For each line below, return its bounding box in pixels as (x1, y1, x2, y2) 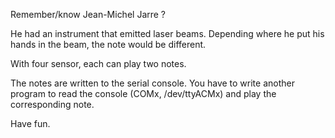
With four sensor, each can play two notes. (10, 58, 187, 69)
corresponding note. (10, 99, 95, 110)
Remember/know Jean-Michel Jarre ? (10, 9, 167, 20)
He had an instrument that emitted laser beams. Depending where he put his (10, 28, 325, 39)
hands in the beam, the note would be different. (10, 39, 207, 50)
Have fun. (10, 118, 51, 129)
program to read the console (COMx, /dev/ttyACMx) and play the (10, 88, 277, 99)
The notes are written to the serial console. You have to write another (10, 77, 295, 89)
